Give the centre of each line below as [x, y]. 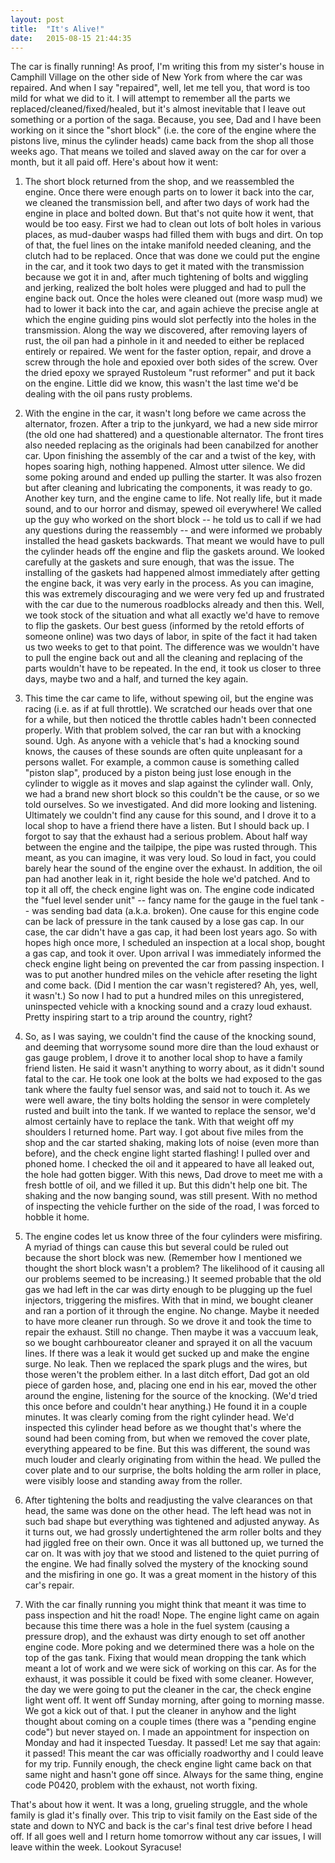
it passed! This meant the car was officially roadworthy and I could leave [174, 1753]
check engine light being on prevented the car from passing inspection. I [174, 964]
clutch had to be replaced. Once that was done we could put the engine [172, 256]
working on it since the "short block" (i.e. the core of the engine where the [163, 130]
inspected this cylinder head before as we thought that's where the [163, 1428]
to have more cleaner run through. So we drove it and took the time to [168, 1322]
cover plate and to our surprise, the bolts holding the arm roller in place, [173, 1470]
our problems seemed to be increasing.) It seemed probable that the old [173, 1279]
